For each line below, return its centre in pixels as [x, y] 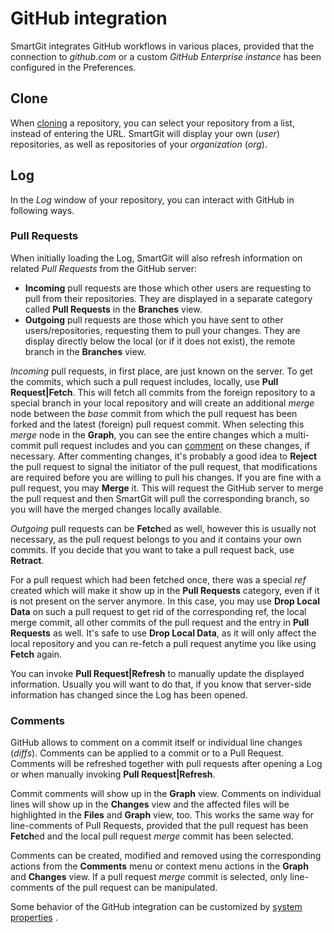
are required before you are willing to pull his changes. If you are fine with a [166, 477]
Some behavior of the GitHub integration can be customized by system [156, 907]
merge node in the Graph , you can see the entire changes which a [146, 434]
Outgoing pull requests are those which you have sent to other [154, 319]
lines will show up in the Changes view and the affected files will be [150, 804]
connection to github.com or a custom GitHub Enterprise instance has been [166, 56]
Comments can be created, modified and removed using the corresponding [166, 856]
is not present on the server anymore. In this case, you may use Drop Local [165, 601]
